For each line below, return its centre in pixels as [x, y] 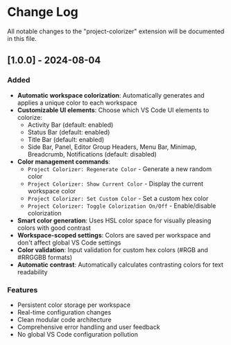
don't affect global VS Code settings [69, 242]
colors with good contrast [54, 228]
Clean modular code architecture [65, 319]
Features [23, 290]
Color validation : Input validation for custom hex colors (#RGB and [112, 249]
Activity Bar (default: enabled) [70, 125]
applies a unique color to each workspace [77, 103]
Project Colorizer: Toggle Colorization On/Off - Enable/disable [122, 206]
